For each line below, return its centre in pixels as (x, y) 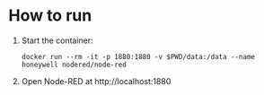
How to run (50, 16)
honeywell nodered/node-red (74, 65)
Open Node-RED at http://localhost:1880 (96, 81)
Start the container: (57, 40)
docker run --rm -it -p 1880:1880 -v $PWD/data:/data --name (138, 56)
